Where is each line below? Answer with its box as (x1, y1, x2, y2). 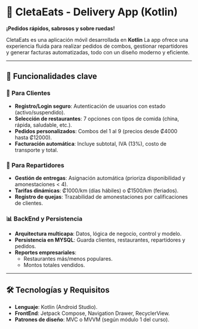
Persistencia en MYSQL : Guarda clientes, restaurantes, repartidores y (14, 236, 186, 244)
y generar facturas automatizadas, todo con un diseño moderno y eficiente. (6, 48, 190, 55)
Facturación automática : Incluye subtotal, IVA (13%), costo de (14, 140, 167, 147)
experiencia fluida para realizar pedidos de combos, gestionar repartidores (6, 42, 188, 50)
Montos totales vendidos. (23, 262, 85, 269)
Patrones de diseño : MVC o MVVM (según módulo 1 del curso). (14, 316, 170, 323)
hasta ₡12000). (14, 134, 52, 141)
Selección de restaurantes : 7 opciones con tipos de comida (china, (14, 115, 180, 122)
